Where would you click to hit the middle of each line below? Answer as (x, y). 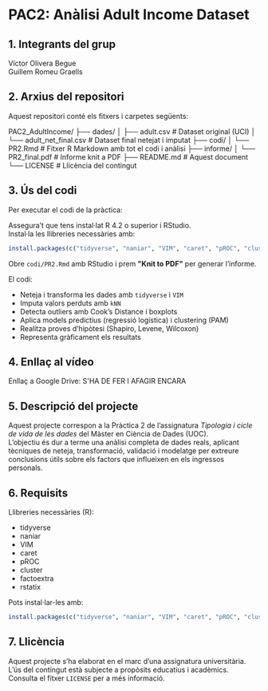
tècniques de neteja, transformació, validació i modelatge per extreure (124, 451)
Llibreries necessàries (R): (51, 511)
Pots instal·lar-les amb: (46, 602)
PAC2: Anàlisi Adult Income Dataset (129, 15)
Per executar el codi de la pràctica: (65, 210)
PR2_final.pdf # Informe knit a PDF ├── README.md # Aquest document (128, 156)
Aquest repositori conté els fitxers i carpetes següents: (99, 116)
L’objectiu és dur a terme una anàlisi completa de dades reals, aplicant (124, 442)
